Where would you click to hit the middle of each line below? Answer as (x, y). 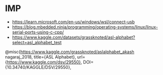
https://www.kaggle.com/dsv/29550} (44, 62)
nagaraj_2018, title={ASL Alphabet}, (41, 57)
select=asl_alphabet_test (37, 42)
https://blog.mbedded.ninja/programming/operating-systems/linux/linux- (85, 27)
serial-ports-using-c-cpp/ (38, 32)
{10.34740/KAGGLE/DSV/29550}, (38, 67)
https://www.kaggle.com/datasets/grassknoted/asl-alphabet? (73, 37)
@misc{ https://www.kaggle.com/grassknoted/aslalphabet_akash (70, 52)
